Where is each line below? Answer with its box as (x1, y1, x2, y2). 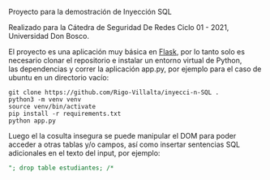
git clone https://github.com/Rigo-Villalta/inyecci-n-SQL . (8, 88, 220, 96)
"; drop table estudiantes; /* (8, 164, 114, 172)
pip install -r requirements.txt (8, 109, 122, 118)
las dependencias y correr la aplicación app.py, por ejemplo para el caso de (8, 64, 262, 74)
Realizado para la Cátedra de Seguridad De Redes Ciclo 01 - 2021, (8, 23, 229, 32)
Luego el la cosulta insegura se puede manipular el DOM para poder (8, 131, 237, 140)
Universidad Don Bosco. (8, 32, 89, 41)
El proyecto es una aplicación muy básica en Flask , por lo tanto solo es (8, 47, 246, 56)
